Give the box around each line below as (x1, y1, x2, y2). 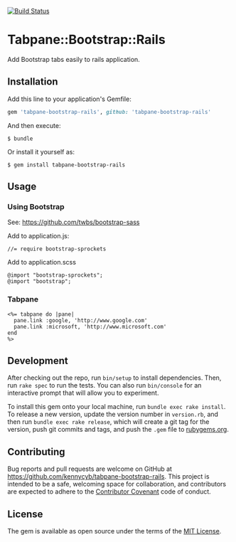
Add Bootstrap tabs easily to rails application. (7, 55, 140, 63)
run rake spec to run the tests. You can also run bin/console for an (7, 381, 202, 390)
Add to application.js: (7, 232, 70, 240)
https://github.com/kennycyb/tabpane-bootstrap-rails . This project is (7, 472, 210, 481)
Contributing (7, 445, 65, 458)
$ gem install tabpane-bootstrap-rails (7, 161, 126, 169)
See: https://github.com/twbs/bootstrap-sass (7, 218, 140, 227)
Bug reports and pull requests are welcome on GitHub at (7, 464, 173, 473)
